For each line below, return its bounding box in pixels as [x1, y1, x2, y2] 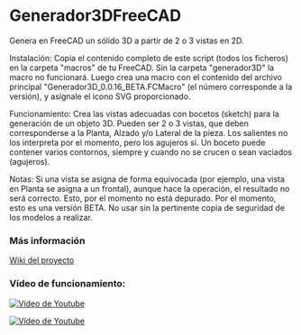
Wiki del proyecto [9, 255, 75, 266]
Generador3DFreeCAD [9, 5, 182, 26]
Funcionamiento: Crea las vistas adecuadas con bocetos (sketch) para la [9, 108, 279, 119]
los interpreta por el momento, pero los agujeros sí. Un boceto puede [9, 137, 266, 148]
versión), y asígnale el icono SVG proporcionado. [9, 91, 191, 102]
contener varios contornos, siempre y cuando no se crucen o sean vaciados [9, 146, 293, 158]
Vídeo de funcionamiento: [9, 277, 126, 290]
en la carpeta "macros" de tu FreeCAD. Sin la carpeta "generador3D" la [9, 62, 275, 73]
